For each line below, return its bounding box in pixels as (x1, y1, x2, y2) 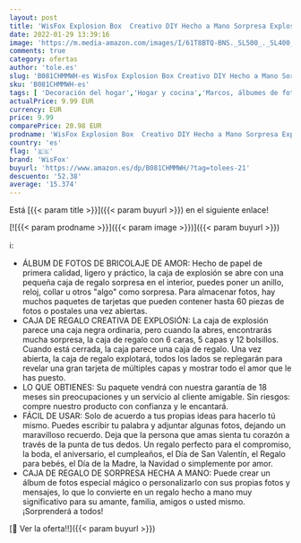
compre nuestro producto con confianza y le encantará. (21, 401, 229, 412)
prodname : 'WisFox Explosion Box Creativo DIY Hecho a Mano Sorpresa (9, 130, 279, 139)
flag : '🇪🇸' (9, 146, 54, 155)
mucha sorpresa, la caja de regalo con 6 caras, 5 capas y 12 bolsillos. (21, 334, 279, 346)
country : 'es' (9, 138, 63, 147)
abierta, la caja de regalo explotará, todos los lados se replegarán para (21, 354, 283, 364)
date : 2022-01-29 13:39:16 (9, 30, 110, 39)
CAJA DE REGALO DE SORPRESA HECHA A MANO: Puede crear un (21, 468, 271, 478)
